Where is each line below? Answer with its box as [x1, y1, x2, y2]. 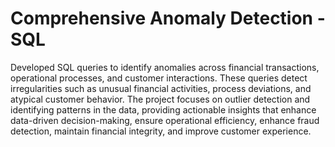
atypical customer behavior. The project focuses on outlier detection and [10, 93, 311, 105]
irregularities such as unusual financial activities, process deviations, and [10, 82, 312, 94]
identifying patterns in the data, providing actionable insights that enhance [10, 103, 317, 116]
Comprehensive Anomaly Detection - [10, 7, 326, 30]
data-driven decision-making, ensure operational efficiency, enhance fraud [10, 114, 320, 126]
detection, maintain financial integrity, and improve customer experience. [10, 125, 312, 137]
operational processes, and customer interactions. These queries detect [10, 72, 308, 84]
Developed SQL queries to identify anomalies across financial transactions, [10, 61, 320, 73]
